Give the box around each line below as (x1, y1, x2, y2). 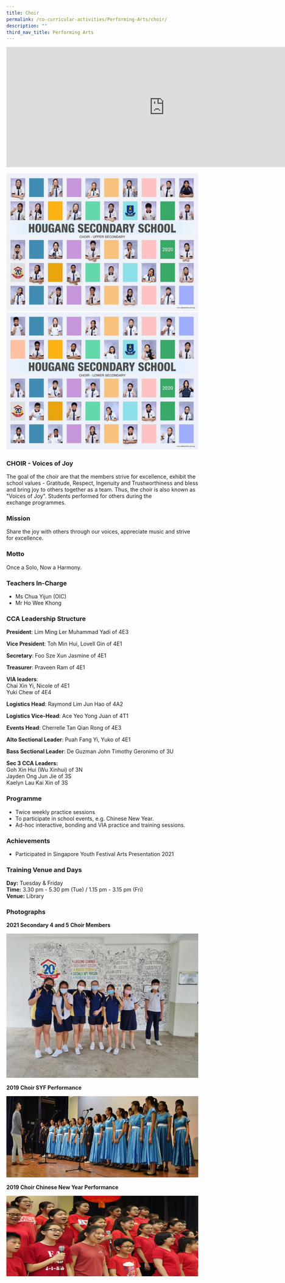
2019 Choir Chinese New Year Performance (6, 1183, 119, 1191)
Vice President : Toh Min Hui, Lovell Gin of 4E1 (6, 640, 122, 647)
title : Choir (6, 10, 40, 16)
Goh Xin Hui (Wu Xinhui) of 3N (6, 766, 83, 774)
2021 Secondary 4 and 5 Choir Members (6, 921, 111, 929)
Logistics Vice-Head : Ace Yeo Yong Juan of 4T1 (6, 712, 129, 720)
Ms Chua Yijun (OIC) (15, 593, 67, 600)
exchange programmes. (6, 499, 66, 506)
